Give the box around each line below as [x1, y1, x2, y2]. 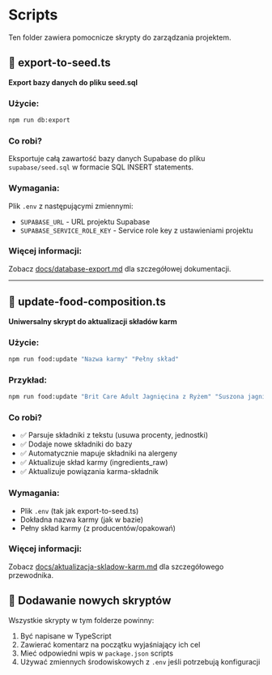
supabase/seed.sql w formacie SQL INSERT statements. [8, 162, 194, 172]
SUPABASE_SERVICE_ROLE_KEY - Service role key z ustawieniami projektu [19, 225, 253, 235]
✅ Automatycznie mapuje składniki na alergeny [19, 448, 178, 459]
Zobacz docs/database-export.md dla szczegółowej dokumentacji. [8, 263, 232, 273]
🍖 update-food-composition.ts [8, 295, 166, 309]
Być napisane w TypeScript [19, 630, 112, 641]
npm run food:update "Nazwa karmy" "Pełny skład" [8, 355, 180, 363]
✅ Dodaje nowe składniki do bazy [19, 439, 133, 449]
